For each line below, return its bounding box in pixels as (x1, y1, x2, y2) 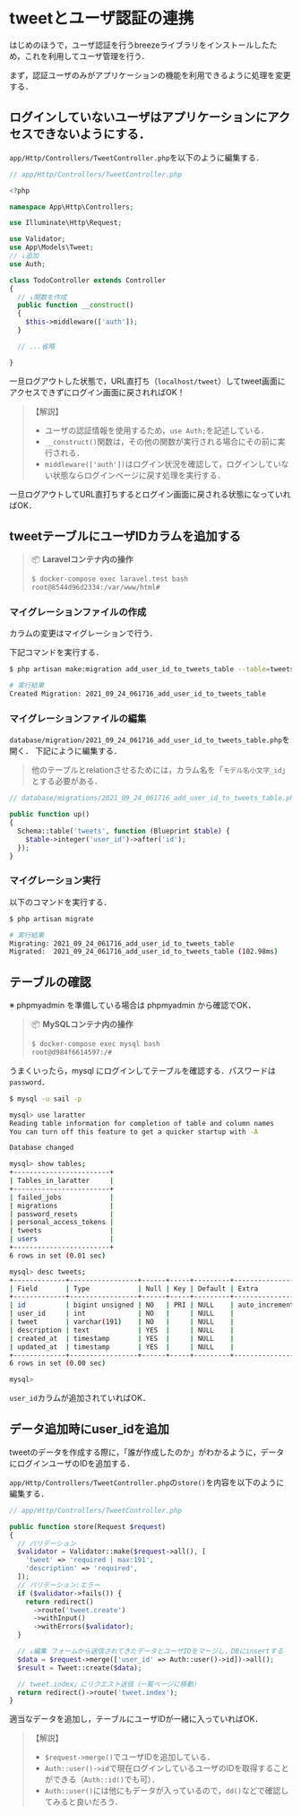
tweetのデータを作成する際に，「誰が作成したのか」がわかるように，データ (9, 1447, 285, 1457)
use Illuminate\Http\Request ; (9, 219, 123, 228)
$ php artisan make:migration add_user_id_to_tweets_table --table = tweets (9, 665, 295, 674)
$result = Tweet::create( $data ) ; (17, 1664, 142, 1672)
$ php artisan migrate (9, 914, 94, 923)
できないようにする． (32, 126, 150, 142)
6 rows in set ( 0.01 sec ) (9, 1251, 106, 1260)
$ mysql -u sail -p (9, 1094, 82, 1103)
